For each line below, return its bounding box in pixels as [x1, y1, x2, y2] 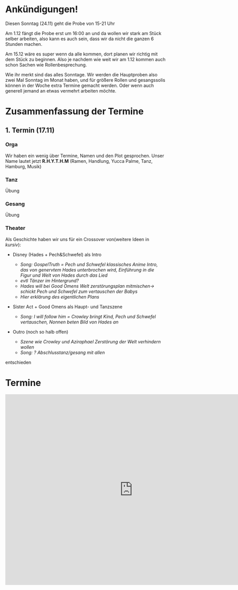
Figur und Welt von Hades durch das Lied [20, 272, 108, 278]
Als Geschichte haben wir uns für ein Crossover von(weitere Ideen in [5, 236, 150, 242]
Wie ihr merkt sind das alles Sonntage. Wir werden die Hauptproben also [5, 71, 158, 77]
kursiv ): [5, 242, 21, 248]
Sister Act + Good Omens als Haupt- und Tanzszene [12, 304, 123, 310]
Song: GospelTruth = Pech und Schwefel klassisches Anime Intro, [20, 261, 158, 268]
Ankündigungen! [5, 4, 78, 15]
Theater [5, 225, 25, 232]
